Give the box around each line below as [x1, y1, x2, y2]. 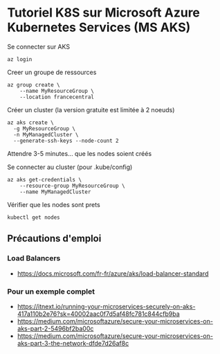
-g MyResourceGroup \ [13, 125, 76, 132]
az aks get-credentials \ [7, 176, 82, 183]
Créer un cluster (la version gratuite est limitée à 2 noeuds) [7, 105, 175, 114]
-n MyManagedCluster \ [13, 131, 79, 138]
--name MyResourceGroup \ [19, 87, 95, 94]
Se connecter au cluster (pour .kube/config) [7, 163, 133, 171]
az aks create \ [7, 119, 54, 126]
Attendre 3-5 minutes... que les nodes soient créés [7, 149, 152, 157]
